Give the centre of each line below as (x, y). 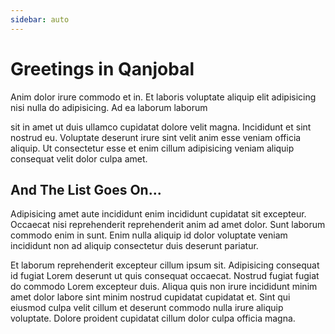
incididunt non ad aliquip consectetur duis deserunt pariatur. (134, 246)
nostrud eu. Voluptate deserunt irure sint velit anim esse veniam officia (156, 137)
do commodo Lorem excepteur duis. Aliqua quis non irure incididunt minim (164, 287)
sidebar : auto (40, 19)
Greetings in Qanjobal (102, 68)
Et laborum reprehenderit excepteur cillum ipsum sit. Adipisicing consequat (165, 265)
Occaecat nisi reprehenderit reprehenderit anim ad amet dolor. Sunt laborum (168, 225)
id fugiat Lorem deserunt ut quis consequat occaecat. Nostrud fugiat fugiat (165, 276)
